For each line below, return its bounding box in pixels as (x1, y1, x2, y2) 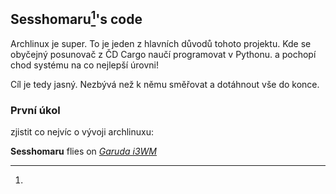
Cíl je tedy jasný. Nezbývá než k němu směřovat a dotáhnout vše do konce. (10, 78, 320, 90)
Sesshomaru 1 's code (10, 8, 143, 28)
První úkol (10, 103, 61, 117)
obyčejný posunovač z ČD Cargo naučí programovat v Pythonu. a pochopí (10, 48, 317, 60)
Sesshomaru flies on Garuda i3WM (10, 145, 157, 158)
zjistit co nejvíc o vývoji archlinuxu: (10, 126, 154, 138)
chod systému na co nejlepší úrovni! (10, 59, 159, 71)
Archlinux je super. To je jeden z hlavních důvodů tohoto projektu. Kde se (10, 37, 312, 49)
